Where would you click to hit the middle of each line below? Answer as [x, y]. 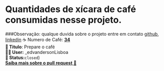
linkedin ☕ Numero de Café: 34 [38, 39]
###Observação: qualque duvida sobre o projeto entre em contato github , [82, 34]
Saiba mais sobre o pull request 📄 [41, 63]
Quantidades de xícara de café [71, 9]
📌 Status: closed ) [23, 57]
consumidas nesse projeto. [64, 20]
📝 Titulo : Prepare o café [30, 47]
